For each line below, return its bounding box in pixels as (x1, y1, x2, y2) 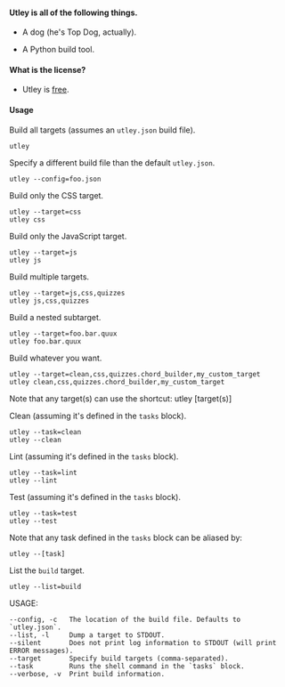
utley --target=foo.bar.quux (9, 329, 118, 338)
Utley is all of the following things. (9, 7, 138, 18)
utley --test (9, 516, 58, 525)
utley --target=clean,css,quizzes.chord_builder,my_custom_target (9, 369, 261, 378)
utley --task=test (9, 508, 77, 518)
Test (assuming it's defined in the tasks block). (9, 491, 181, 502)
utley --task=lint (9, 468, 77, 477)
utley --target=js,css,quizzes (9, 288, 126, 297)
